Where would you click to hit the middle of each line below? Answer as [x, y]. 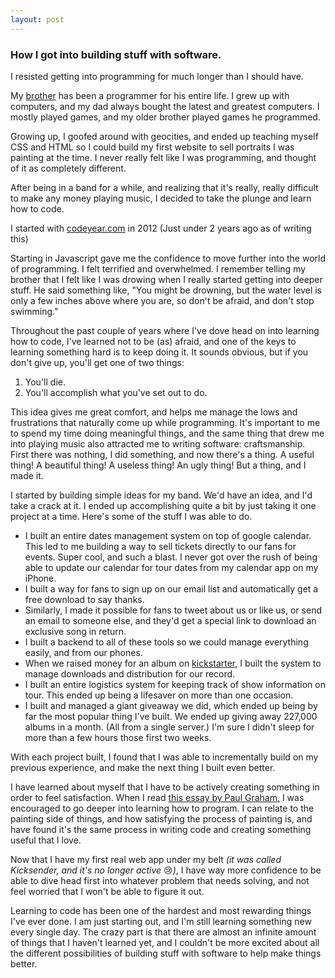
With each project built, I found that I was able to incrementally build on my [164, 757]
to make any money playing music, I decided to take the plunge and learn [161, 198]
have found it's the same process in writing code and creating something [161, 829]
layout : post [37, 19]
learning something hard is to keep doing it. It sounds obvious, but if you [159, 352]
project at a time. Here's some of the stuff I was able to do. [131, 516]
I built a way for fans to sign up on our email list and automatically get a [171, 588]
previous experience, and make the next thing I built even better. [143, 767]
